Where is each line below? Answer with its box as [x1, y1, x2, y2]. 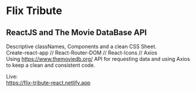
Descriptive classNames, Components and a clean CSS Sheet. [6, 43, 157, 50]
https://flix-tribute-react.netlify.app [6, 79, 91, 86]
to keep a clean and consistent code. [6, 62, 96, 69]
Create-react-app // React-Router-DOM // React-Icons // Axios [6, 49, 157, 56]
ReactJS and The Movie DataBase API [6, 28, 147, 38]
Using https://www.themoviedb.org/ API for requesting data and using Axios [6, 56, 190, 62]
